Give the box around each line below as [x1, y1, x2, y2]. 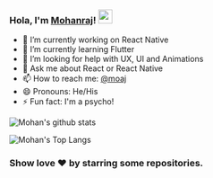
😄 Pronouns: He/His [21, 86, 98, 97]
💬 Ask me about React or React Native [21, 63, 164, 74]
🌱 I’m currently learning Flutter [21, 44, 135, 55]
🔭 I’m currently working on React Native [21, 34, 169, 45]
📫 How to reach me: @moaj [21, 73, 127, 85]
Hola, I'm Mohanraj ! [9, 13, 97, 26]
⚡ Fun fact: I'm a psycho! [21, 96, 115, 107]
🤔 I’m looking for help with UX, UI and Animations [21, 54, 204, 65]
